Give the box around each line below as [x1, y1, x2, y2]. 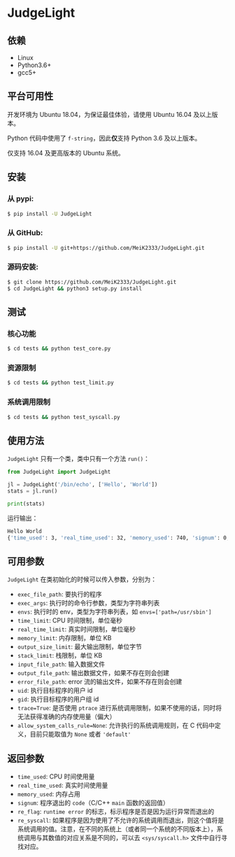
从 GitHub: [7, 228, 43, 238]
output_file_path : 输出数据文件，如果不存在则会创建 [17, 669, 170, 677]
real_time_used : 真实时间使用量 [17, 781, 108, 790]
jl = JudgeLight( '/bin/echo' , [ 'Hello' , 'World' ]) [7, 481, 158, 488]
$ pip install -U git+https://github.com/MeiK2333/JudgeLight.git [7, 244, 205, 251]
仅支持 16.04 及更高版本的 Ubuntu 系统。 [7, 148, 124, 157]
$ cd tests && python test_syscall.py [7, 413, 120, 420]
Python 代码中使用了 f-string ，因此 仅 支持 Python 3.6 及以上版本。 [7, 134, 201, 142]
